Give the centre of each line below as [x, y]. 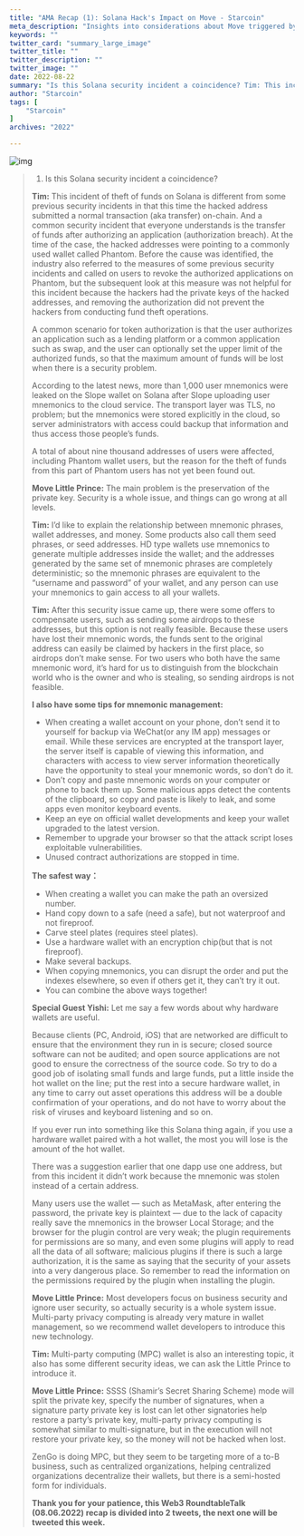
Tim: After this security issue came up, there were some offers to [153, 610]
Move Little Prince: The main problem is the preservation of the [150, 488]
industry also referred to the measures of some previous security [152, 263]
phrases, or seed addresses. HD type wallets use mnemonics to [150, 544]
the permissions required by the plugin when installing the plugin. [153, 1280]
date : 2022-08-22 [42, 77]
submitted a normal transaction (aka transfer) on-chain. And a [147, 215]
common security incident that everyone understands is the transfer [158, 225]
